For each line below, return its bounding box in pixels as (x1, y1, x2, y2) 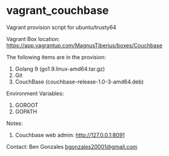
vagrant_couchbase (6, 4, 109, 18)
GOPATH (15, 108, 38, 115)
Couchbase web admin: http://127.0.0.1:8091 (15, 131, 125, 138)
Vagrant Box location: (6, 35, 60, 42)
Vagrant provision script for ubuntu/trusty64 (6, 24, 117, 31)
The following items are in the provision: (6, 53, 106, 60)
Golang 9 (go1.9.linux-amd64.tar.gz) (15, 65, 105, 73)
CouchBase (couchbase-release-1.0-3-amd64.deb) (15, 78, 144, 85)
